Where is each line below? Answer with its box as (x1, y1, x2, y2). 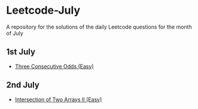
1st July (6, 47, 36, 57)
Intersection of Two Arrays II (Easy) (14, 96, 102, 103)
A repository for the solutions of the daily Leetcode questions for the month (6, 23, 193, 30)
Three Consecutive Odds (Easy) (14, 63, 94, 70)
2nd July (6, 80, 40, 90)
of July (6, 29, 24, 36)
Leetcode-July (6, 4, 81, 17)
